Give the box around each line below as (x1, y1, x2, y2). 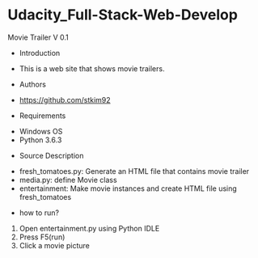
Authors (19, 79, 46, 89)
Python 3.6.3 (19, 135, 62, 145)
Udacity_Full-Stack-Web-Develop (7, 6, 238, 24)
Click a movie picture (19, 240, 90, 250)
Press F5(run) (19, 232, 66, 242)
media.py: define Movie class (19, 175, 118, 184)
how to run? (19, 208, 60, 218)
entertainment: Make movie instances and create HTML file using (19, 184, 238, 193)
